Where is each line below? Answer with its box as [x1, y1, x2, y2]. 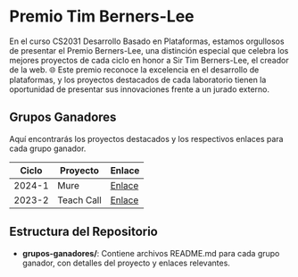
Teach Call [57, 194, 103, 206]
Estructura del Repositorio [9, 224, 158, 239]
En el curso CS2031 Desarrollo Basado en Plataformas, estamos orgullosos [9, 36, 285, 46]
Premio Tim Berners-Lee [9, 6, 195, 27]
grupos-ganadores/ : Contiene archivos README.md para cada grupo [21, 248, 280, 258]
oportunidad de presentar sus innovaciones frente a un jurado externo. [9, 83, 270, 95]
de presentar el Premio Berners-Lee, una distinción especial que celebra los [9, 45, 289, 55]
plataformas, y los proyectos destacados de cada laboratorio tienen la [9, 74, 267, 85]
